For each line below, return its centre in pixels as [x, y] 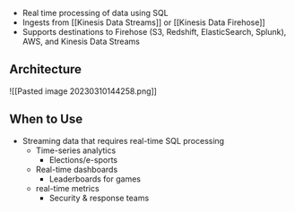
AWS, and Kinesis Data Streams [81, 41]
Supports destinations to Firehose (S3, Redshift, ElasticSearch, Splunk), [154, 32]
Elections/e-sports [83, 159]
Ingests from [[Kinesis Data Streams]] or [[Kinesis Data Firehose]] [144, 22]
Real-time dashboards [77, 169]
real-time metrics [68, 188]
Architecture [46, 69]
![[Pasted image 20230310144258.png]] [83, 91]
